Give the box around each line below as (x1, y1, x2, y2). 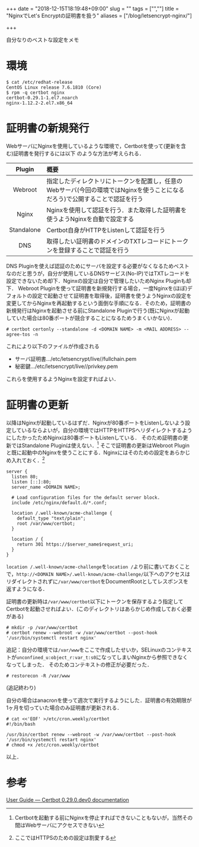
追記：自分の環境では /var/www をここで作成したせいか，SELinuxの (6, 646, 166, 653)
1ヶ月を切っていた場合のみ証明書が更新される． (6, 704, 123, 711)
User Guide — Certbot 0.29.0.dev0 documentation (6, 796, 129, 804)
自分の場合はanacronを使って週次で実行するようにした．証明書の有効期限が (6, 697, 192, 704)
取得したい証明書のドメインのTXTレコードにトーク (46, 237, 188, 245)
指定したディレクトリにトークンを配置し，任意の (46, 177, 182, 185)
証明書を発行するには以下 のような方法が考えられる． (13, 150, 145, 157)
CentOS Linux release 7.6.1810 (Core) (6, 84, 102, 90)
